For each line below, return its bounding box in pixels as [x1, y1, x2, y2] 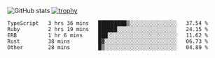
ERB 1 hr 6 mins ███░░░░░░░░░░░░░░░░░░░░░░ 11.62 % [7, 32, 209, 39]
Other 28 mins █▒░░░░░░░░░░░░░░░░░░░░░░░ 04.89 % [7, 44, 209, 51]
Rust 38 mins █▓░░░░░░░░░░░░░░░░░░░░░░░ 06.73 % [7, 38, 209, 45]
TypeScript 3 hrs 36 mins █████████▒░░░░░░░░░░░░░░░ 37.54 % [7, 20, 209, 27]
